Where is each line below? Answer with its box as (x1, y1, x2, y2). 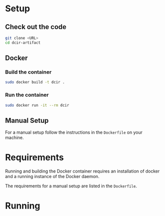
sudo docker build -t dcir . (5, 80, 65, 85)
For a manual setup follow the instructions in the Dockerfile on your (5, 129, 143, 136)
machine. (5, 135, 24, 141)
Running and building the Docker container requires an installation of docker (5, 168, 160, 174)
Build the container (5, 69, 52, 75)
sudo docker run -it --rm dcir (5, 103, 69, 108)
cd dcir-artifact (5, 40, 41, 45)
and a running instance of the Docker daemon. (5, 174, 99, 180)
